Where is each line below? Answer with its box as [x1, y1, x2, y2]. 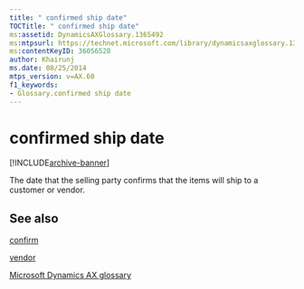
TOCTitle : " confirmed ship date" [9, 22, 140, 31]
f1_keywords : [9, 80, 59, 89]
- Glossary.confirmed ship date [9, 89, 131, 98]
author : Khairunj [9, 55, 75, 64]
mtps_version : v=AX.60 [9, 72, 95, 81]
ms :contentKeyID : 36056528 [9, 47, 111, 56]
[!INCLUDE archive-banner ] [9, 157, 110, 168]
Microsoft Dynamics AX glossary [9, 270, 132, 281]
